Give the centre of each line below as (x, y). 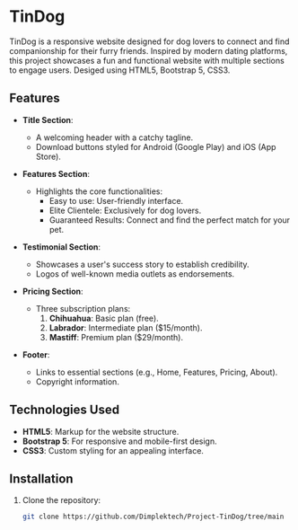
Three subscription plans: (83, 308)
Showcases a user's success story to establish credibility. (142, 264)
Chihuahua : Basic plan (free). (104, 318)
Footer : (36, 354)
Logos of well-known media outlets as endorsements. (135, 274)
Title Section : (48, 119)
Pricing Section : (53, 291)
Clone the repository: (61, 500)
